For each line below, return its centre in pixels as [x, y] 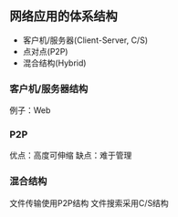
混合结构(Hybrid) [54, 63]
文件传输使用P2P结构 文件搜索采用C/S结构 [89, 202]
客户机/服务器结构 [49, 88]
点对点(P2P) [45, 51]
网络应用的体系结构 [63, 16]
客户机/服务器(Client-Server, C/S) [85, 40]
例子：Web [30, 110]
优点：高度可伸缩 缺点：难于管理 [71, 155]
